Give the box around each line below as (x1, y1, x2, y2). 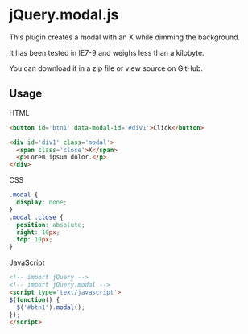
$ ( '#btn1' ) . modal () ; (16, 303, 85, 311)
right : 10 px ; (16, 228, 60, 237)
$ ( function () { (9, 295, 60, 303)
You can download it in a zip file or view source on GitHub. (9, 63, 204, 73)
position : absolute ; (16, 221, 85, 229)
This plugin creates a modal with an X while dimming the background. (9, 32, 241, 42)
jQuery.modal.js (9, 6, 119, 24)
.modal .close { (9, 213, 64, 221)
